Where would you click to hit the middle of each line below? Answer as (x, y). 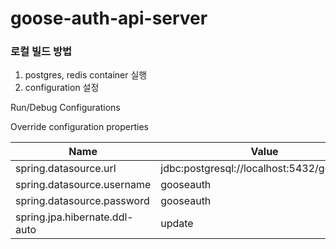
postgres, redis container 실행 (86, 75)
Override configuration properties (79, 127)
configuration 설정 (62, 88)
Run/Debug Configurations (65, 108)
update (177, 224)
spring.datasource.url (66, 169)
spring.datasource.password (82, 201)
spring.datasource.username (83, 185)
